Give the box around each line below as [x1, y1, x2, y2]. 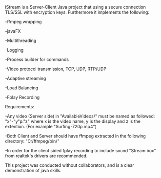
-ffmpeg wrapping [5, 19, 42, 24]
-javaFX [5, 28, 21, 34]
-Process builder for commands [5, 57, 69, 62]
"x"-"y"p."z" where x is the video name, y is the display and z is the [5, 119, 141, 124]
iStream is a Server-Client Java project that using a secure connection [5, 4, 146, 10]
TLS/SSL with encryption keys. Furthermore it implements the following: [5, 9, 150, 15]
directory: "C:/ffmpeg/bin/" [5, 138, 60, 144]
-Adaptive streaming [5, 76, 46, 81]
